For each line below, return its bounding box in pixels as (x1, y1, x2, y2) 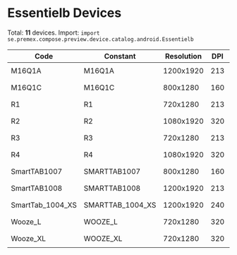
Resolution (164, 51, 202, 61)
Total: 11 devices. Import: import (7, 28, 100, 37)
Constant (104, 51, 136, 61)
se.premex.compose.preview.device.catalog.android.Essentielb (7, 35, 194, 43)
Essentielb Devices (7, 5, 122, 21)
